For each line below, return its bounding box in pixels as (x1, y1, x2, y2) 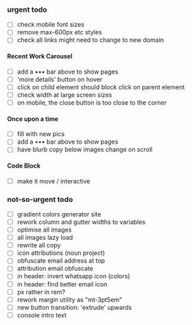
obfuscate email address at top (16, 256, 105, 265)
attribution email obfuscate (16, 265, 94, 273)
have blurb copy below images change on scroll (16, 146, 153, 154)
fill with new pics (16, 130, 65, 138)
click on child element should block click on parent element (16, 82, 185, 91)
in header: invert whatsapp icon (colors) (16, 272, 130, 280)
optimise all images (16, 225, 72, 234)
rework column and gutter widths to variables (16, 218, 146, 226)
